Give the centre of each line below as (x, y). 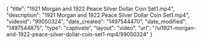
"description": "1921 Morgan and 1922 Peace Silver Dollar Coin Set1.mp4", (98, 15)
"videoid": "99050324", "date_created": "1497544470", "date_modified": (96, 21)
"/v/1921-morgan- (174, 28)
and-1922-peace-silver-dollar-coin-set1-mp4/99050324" (77, 34)
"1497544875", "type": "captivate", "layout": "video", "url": (79, 28)
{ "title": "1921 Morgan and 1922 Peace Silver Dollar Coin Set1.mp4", (90, 9)
